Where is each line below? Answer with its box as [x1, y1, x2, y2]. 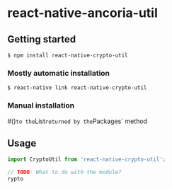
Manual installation [7, 101, 75, 110]
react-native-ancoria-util [7, 5, 158, 21]
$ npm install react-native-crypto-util [7, 52, 129, 59]
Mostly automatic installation [7, 68, 110, 78]
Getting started [7, 33, 76, 45]
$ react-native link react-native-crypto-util [7, 84, 147, 91]
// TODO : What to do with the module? [7, 168, 122, 176]
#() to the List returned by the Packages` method [7, 117, 147, 125]
